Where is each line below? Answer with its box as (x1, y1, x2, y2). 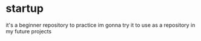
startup (5, 2, 44, 15)
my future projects (5, 27, 52, 34)
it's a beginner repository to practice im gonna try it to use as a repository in (5, 21, 196, 29)
